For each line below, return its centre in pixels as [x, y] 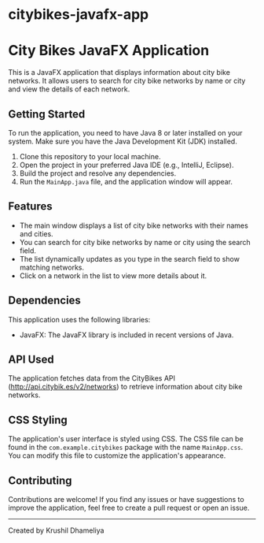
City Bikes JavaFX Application [109, 51]
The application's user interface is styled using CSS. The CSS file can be [126, 439]
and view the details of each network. [69, 89]
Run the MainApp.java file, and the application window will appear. [126, 181]
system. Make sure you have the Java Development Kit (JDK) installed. [123, 141]
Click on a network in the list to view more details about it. [113, 275]
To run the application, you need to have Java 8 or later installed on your [125, 132]
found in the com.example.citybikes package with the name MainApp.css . [126, 448]
